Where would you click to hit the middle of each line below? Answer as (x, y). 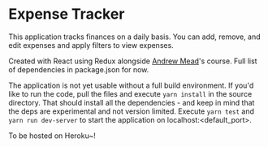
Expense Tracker (67, 14)
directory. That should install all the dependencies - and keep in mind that (132, 102)
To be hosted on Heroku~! (52, 136)
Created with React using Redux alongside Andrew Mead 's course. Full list (133, 61)
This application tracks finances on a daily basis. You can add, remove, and (135, 37)
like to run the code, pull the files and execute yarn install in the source (130, 93)
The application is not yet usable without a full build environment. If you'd (131, 85)
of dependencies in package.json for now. (79, 69)
